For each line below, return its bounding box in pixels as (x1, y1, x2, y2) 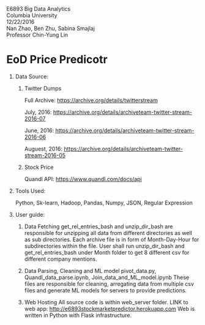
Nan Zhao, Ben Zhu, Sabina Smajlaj (6, 24, 95, 32)
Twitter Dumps (24, 84, 62, 92)
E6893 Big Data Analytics (6, 6, 71, 12)
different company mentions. (24, 255, 97, 263)
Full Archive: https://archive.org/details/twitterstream (24, 96, 158, 103)
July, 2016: (24, 108, 52, 116)
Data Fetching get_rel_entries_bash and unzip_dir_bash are (24, 223, 173, 230)
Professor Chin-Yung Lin (6, 31, 69, 39)
